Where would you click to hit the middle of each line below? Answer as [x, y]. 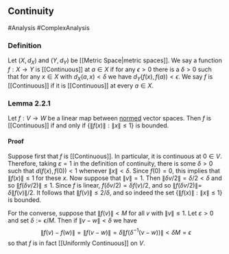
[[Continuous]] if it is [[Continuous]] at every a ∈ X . [81, 86]
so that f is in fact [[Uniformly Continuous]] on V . [77, 243]
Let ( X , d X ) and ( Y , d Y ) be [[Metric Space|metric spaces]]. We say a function [115, 61]
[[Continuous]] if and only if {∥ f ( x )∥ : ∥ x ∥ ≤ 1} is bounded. [88, 125]
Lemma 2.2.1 [29, 103]
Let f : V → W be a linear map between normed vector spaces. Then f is [110, 118]
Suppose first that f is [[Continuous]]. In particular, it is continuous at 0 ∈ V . [115, 156]
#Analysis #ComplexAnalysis [49, 27]
